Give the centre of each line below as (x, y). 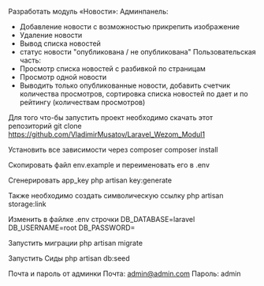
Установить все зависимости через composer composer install (113, 150)
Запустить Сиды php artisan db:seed (69, 258)
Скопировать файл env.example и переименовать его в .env (109, 165)
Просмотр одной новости (63, 77)
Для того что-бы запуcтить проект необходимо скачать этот (111, 117)
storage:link (27, 204)
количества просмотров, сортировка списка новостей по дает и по (134, 94)
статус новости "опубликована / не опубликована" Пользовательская (138, 52)
